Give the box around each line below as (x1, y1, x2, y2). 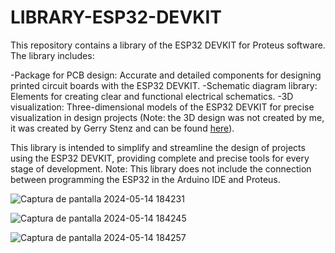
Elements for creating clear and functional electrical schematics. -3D (10, 90, 294, 102)
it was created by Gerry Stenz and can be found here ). (10, 122, 235, 134)
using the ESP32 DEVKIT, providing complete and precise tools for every (10, 152, 310, 164)
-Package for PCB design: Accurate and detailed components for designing (10, 69, 322, 81)
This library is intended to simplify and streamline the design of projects (10, 141, 306, 153)
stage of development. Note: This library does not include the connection (10, 162, 312, 175)
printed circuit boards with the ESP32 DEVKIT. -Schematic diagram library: (10, 79, 318, 91)
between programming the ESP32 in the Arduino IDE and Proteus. (10, 173, 281, 185)
